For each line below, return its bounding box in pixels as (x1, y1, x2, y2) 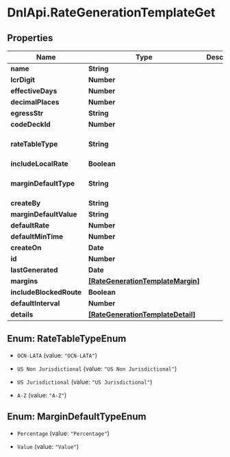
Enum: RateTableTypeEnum (7, 333, 127, 345)
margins (10, 276, 38, 286)
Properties (7, 32, 53, 44)
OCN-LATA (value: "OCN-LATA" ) (16, 351, 98, 359)
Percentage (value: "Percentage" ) (16, 429, 110, 437)
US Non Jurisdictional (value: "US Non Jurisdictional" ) (16, 365, 177, 373)
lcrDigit (10, 75, 36, 84)
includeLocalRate (10, 159, 68, 169)
